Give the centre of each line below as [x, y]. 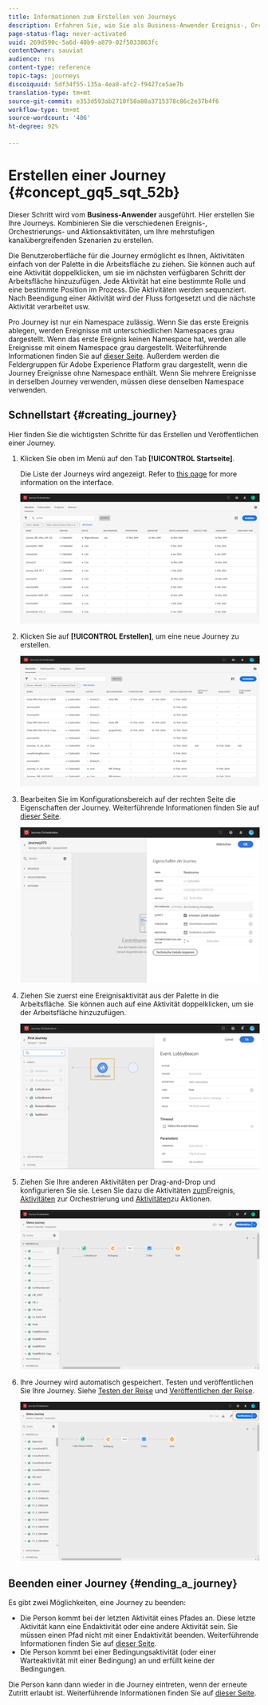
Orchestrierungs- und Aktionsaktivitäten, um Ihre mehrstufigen [112, 231]
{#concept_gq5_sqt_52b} [94, 193]
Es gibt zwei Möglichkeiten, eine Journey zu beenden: [97, 1603]
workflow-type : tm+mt [44, 110]
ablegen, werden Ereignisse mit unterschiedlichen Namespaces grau [121, 330]
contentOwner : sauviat [46, 51]
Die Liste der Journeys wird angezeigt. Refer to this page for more [128, 474]
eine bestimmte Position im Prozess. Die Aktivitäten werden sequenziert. [127, 289]
